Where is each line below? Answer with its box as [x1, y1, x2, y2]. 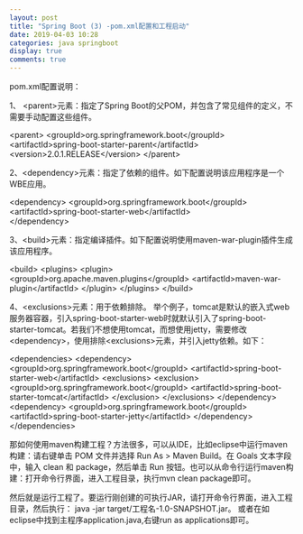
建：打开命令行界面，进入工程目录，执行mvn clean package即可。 [9, 473, 256, 483]
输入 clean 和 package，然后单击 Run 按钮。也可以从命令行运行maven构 [24, 462, 294, 472]
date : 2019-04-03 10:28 [9, 30, 99, 39]
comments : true [9, 55, 67, 64]
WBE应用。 [9, 179, 51, 189]
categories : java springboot [9, 38, 119, 48]
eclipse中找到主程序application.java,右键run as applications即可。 [9, 515, 254, 525]
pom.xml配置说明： [9, 81, 81, 91]
